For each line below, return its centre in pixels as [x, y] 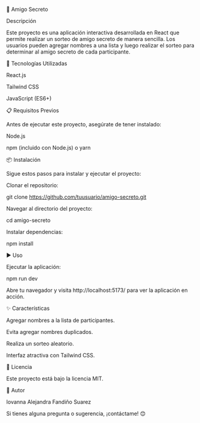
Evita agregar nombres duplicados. [50, 332]
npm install [20, 243]
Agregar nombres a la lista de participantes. [61, 320]
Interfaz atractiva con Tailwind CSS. [51, 355]
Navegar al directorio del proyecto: [49, 208]
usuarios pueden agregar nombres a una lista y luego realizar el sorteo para [100, 45]
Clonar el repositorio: [32, 185]
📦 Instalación [23, 160]
